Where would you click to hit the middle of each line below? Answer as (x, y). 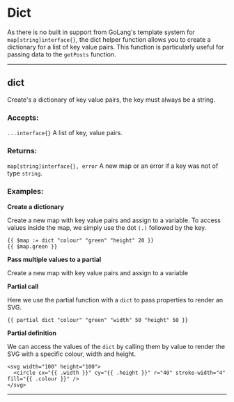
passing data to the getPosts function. (62, 54)
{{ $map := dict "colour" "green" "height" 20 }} (81, 240)
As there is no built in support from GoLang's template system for (101, 32)
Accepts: (23, 118)
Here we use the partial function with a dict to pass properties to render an (115, 300)
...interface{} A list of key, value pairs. (65, 133)
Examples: (25, 192)
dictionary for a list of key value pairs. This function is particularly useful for (116, 47)
